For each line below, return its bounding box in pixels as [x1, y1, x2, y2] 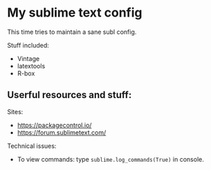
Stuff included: [7, 41, 50, 49]
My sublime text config [7, 5, 143, 21]
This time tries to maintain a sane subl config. [7, 28, 137, 36]
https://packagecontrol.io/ [17, 121, 92, 129]
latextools [17, 62, 46, 70]
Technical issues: [7, 142, 57, 150]
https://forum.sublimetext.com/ [17, 128, 107, 136]
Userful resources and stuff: [7, 89, 132, 101]
